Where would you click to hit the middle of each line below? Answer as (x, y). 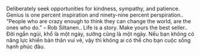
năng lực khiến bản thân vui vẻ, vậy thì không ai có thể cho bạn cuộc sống (98, 40)
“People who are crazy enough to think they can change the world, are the (99, 21)
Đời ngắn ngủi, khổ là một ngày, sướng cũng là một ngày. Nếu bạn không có (100, 34)
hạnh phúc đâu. (26, 46)
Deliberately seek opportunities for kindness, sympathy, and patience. (93, 9)
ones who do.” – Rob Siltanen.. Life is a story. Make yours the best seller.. (97, 27)
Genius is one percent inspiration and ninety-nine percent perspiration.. (95, 15)
